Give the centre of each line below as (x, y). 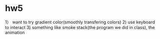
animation (15, 32)
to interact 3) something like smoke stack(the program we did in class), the (80, 27)
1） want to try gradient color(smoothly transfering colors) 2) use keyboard (80, 22)
